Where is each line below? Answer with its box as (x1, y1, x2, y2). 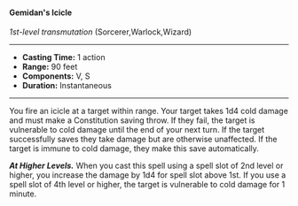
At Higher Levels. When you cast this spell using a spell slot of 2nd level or (9, 160, 284, 172)
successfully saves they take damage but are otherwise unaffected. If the (9, 134, 278, 145)
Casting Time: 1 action (21, 52, 106, 63)
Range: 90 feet (21, 62, 78, 72)
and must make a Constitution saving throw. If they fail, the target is (9, 115, 255, 126)
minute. (9, 188, 37, 199)
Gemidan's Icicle (9, 7, 73, 18)
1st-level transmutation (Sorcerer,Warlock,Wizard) (9, 27, 192, 37)
